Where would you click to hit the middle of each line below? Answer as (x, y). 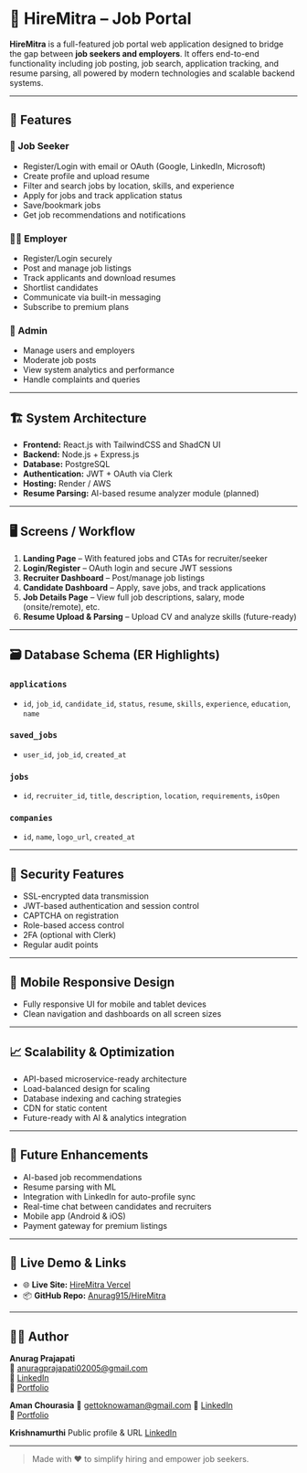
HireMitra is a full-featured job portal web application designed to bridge (147, 44)
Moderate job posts (59, 360)
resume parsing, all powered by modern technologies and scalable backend (152, 73)
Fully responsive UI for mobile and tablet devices (115, 1004)
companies (31, 818)
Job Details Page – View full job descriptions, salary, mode (133, 597)
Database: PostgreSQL (66, 464)
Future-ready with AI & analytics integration (105, 1117)
